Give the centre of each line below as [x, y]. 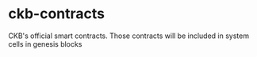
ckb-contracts [57, 14]
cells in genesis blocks [45, 44]
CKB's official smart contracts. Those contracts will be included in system [129, 36]
